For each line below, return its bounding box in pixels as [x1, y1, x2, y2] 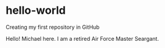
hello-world [5, 4, 66, 17]
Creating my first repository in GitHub [5, 23, 100, 31]
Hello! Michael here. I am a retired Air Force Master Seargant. [5, 35, 160, 42]
